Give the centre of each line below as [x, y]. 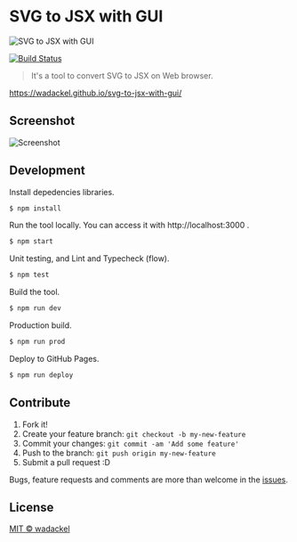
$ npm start [31, 242]
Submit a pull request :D [66, 462]
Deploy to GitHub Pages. [54, 358]
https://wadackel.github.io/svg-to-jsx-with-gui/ [96, 93]
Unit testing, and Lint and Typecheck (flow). [90, 259]
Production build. [41, 325]
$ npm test [29, 275]
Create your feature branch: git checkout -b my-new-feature [134, 433]
